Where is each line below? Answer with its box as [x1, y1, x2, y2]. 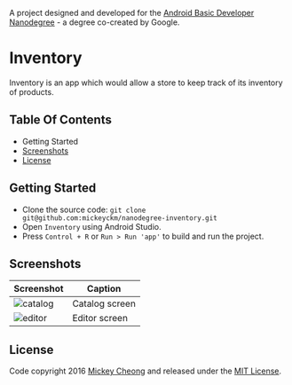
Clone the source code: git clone [21, 204, 146, 215]
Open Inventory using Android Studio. [21, 221, 162, 232]
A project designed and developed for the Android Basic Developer [9, 8, 255, 18]
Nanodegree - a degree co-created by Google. [9, 17, 180, 27]
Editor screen [72, 312, 129, 325]
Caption [87, 283, 122, 295]
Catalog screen [72, 297, 136, 310]
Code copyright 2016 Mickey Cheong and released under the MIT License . [9, 365, 282, 376]
